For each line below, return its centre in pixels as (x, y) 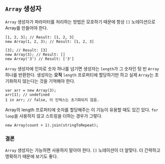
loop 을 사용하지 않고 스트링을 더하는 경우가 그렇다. (54, 116)
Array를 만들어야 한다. (27, 28)
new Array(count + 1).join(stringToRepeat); (52, 125)
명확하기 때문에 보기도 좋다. (32, 157)
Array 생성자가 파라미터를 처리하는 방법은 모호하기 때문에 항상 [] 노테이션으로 (80, 22)
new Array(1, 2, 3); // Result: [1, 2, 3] (50, 41)
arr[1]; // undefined (27, 95)
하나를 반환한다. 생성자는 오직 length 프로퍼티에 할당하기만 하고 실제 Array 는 (79, 75)
